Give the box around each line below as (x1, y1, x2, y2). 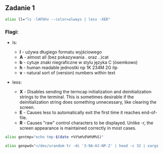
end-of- (141, 109, 158, 115)
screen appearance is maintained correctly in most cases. (19, 125, 137, 131)
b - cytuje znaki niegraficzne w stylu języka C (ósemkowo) (19, 59, 138, 65)
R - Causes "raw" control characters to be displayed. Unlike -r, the (19, 120, 153, 126)
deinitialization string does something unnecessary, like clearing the (19, 99, 157, 105)
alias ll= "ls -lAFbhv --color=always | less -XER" (5, 17, 111, 22)
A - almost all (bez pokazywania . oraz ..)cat (19, 54, 109, 60)
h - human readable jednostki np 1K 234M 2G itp (19, 65, 118, 70)
